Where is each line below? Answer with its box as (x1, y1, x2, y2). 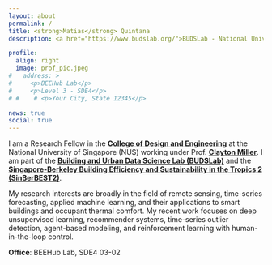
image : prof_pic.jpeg (15, 64, 89, 73)
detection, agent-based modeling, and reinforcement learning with (8, 224, 231, 233)
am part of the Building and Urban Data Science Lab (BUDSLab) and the (8, 156, 252, 166)
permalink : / (8, 19, 53, 28)
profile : (8, 49, 38, 58)
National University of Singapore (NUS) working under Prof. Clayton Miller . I (8, 147, 263, 157)
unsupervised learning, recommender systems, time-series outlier (8, 215, 229, 224)
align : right (15, 57, 60, 65)
